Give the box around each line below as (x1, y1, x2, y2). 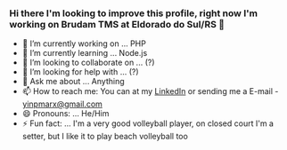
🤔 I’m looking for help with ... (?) (21, 67, 140, 77)
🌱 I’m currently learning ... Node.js (21, 48, 148, 59)
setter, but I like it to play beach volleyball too (21, 131, 189, 142)
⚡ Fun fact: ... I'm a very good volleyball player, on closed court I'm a (21, 118, 275, 129)
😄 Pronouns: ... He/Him (21, 108, 110, 119)
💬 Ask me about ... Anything (21, 76, 125, 87)
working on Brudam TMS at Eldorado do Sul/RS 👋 (9, 18, 225, 30)
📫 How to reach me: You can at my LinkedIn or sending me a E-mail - (21, 86, 279, 97)
